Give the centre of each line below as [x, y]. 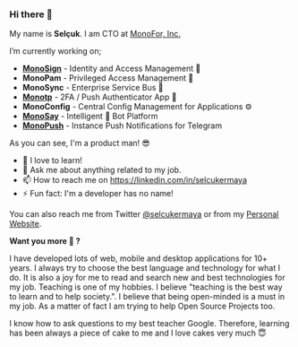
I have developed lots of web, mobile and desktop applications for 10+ [139, 258]
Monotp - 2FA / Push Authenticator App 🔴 [99, 97]
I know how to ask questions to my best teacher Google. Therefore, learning [149, 324]
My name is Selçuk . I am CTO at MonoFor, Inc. [95, 34]
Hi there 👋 [31, 14]
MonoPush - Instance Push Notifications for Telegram [122, 126]
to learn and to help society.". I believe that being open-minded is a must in [147, 297]
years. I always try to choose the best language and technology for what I [145, 268]
